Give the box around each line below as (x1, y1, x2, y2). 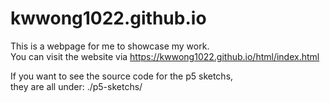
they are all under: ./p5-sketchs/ (10, 80, 143, 92)
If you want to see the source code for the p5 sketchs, (10, 70, 234, 82)
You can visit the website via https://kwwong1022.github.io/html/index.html (10, 50, 320, 62)
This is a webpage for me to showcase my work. (10, 40, 210, 52)
